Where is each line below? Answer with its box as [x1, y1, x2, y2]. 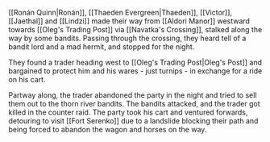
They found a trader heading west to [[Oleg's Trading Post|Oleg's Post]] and [8, 57, 262, 67]
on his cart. [8, 75, 46, 84]
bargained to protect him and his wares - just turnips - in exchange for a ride [8, 66, 263, 76]
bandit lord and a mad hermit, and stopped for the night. [8, 42, 195, 52]
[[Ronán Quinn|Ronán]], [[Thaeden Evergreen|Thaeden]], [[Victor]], [8, 8, 232, 17]
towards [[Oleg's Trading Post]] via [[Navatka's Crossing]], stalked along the [8, 25, 263, 34]
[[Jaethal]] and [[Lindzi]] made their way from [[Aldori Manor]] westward [8, 16, 250, 26]
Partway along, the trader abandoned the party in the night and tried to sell [8, 90, 257, 100]
